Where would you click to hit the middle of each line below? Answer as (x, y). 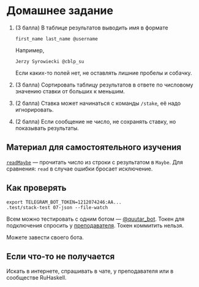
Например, (30, 50)
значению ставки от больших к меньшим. (70, 91)
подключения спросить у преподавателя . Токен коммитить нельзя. (95, 225)
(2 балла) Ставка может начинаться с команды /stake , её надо (98, 103)
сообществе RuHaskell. (36, 278)
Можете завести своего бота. (45, 237)
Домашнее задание (60, 11)
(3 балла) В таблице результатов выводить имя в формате (92, 28)
